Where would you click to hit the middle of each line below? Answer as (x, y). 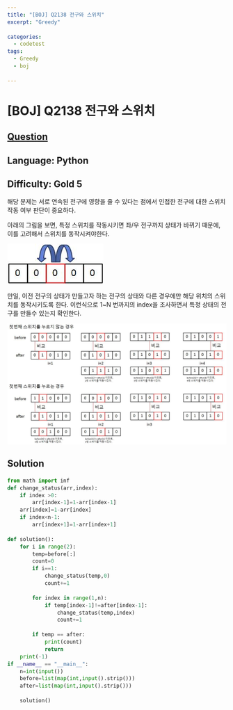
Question (27, 137)
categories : (24, 37)
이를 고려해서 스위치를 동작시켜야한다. (58, 234)
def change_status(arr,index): (53, 488)
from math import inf (39, 481)
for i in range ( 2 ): (48, 547)
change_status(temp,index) (96, 613)
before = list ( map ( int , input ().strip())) (78, 679)
